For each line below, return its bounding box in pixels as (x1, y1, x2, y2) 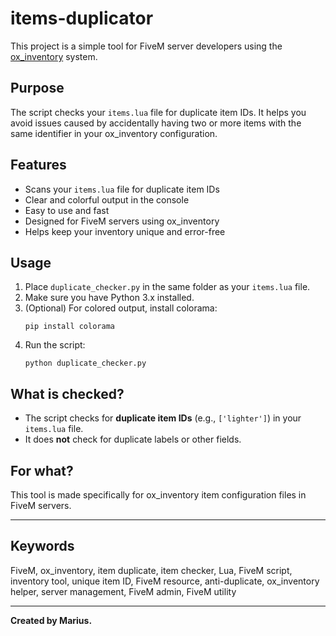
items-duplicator (10, 7, 154, 30)
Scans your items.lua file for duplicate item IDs (24, 183, 220, 195)
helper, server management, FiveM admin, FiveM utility (10, 585, 237, 597)
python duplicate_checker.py (24, 358, 147, 369)
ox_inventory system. (10, 50, 98, 62)
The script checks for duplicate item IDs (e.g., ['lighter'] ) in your (24, 412, 302, 424)
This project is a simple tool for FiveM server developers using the (10, 40, 283, 52)
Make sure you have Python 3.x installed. (24, 292, 195, 304)
